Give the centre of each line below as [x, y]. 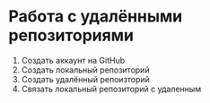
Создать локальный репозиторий [85, 70]
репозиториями [71, 35]
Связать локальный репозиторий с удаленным [111, 89]
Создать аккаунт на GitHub [73, 60]
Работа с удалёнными [96, 17]
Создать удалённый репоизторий [85, 79]
